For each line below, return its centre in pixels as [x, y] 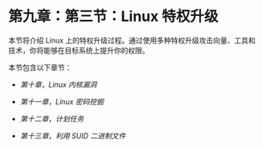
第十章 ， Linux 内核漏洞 [58, 84]
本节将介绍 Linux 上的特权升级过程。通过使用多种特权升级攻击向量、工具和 [132, 40]
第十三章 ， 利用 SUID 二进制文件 [73, 136]
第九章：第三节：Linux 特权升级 [113, 16]
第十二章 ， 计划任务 [52, 118]
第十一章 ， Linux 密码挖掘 [62, 101]
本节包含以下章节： [40, 67]
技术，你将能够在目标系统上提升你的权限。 [79, 50]
